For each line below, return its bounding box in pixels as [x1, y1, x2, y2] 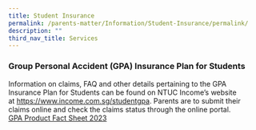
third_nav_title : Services [8, 34, 98, 43]
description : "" [8, 26, 62, 35]
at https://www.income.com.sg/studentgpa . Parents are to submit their [8, 95, 242, 105]
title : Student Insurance [8, 11, 94, 20]
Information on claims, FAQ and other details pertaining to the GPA [8, 79, 227, 88]
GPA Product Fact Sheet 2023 [8, 113, 107, 123]
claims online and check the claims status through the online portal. [8, 104, 231, 114]
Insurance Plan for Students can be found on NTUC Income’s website [8, 87, 238, 97]
